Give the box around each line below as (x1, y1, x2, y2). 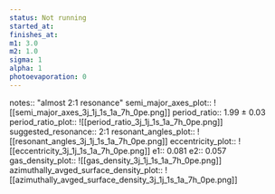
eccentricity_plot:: (169, 135, 237, 146)
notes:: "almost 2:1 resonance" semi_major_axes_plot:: (9, 97, 213, 108)
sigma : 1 (9, 55, 43, 64)
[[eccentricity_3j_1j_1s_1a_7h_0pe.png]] (9, 145, 151, 156)
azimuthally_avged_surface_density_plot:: (9, 164, 163, 175)
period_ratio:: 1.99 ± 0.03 (172, 106, 266, 118)
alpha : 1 (9, 64, 43, 73)
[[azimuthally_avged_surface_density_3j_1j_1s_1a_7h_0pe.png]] (9, 174, 238, 185)
